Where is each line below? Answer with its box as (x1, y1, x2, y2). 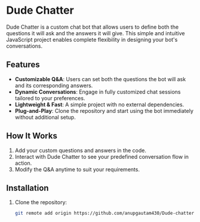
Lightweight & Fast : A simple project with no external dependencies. (14, 101, 184, 108)
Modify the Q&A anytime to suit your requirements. (14, 165, 140, 173)
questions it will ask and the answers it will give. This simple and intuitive (6, 29, 185, 36)
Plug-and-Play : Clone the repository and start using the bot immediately (14, 107, 194, 114)
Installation (6, 183, 49, 193)
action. (14, 159, 32, 166)
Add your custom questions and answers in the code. (14, 147, 146, 154)
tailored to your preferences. (14, 94, 85, 101)
